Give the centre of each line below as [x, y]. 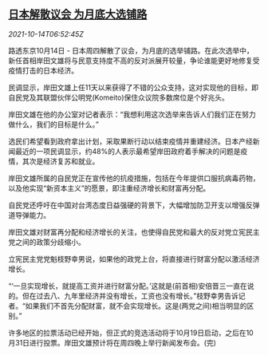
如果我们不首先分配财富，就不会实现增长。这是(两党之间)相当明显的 [136, 306]
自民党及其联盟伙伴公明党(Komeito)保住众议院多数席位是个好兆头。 [119, 97]
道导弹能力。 [29, 215]
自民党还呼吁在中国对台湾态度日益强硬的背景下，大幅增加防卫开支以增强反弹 [134, 205]
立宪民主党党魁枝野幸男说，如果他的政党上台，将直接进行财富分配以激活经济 [134, 258]
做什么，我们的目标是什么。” [54, 124]
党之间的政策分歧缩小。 [47, 242]
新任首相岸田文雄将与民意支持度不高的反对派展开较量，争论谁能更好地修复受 [134, 60]
